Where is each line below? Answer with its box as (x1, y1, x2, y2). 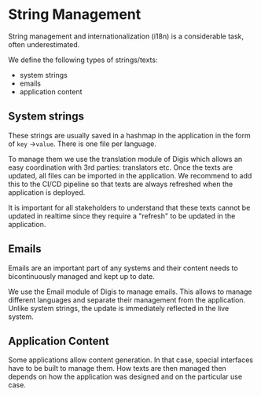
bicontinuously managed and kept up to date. (8, 271, 155, 280)
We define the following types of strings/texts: (8, 55, 158, 64)
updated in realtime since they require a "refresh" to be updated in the (8, 211, 236, 221)
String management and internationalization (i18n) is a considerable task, (8, 31, 244, 41)
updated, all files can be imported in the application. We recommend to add (8, 170, 252, 180)
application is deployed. (8, 187, 86, 197)
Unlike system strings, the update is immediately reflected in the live (8, 303, 230, 313)
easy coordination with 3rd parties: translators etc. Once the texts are (8, 163, 233, 172)
